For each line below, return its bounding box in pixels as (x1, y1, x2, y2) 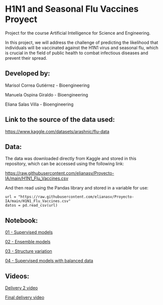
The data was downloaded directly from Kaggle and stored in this (5, 156, 137, 162)
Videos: (5, 272, 29, 280)
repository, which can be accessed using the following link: (5, 161, 124, 167)
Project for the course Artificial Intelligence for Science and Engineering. (5, 30, 151, 36)
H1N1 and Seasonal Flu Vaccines (5, 3, 139, 15)
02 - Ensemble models (5, 239, 51, 245)
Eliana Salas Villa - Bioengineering (5, 101, 74, 107)
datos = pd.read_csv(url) (5, 203, 58, 208)
